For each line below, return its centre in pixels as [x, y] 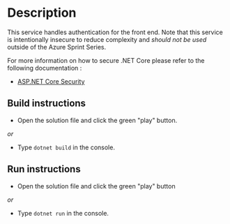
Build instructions [46, 104]
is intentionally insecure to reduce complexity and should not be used [107, 39]
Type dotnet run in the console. [63, 213]
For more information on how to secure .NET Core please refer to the [106, 60]
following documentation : [45, 68]
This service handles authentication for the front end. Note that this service [115, 32]
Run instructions [44, 169]
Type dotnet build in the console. [66, 147]
